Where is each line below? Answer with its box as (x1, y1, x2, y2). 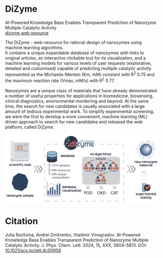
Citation (5, 215, 38, 227)
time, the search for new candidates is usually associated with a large (5, 104, 145, 109)
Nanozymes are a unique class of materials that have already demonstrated (5, 88, 157, 94)
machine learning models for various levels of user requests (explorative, (5, 60, 152, 66)
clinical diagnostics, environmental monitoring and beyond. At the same (5, 98, 149, 104)
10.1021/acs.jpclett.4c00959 (5, 247, 61, 253)
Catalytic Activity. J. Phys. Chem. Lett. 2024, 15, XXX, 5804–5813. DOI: (5, 242, 147, 248)
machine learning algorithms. (5, 44, 64, 50)
